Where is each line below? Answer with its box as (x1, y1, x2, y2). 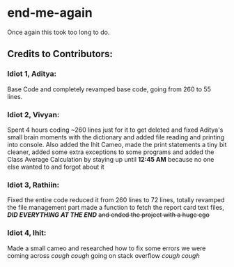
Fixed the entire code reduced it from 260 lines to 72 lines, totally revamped (7, 196, 225, 204)
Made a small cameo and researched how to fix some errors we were (7, 244, 206, 252)
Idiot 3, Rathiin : (7, 180, 60, 190)
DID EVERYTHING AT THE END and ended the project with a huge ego (7, 211, 210, 219)
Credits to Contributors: (7, 48, 114, 60)
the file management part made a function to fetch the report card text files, (7, 204, 225, 212)
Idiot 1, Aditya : (7, 69, 57, 79)
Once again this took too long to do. (7, 28, 110, 36)
